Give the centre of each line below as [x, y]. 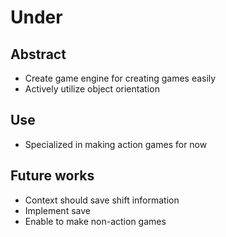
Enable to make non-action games [95, 221]
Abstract [38, 54]
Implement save [57, 210]
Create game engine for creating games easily [120, 78]
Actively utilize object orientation [92, 89]
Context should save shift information [102, 200]
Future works [52, 176]
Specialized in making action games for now [116, 144]
